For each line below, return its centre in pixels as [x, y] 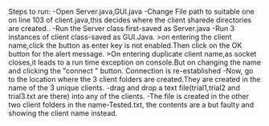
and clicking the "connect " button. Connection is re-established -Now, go [131, 71]
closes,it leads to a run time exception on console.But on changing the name [135, 62]
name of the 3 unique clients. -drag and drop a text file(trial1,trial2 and [124, 88]
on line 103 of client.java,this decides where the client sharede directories [130, 20]
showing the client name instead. [63, 113]
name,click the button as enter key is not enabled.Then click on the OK [125, 45]
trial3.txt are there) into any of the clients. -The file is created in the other [128, 96]
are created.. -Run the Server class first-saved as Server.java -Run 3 [122, 28]
